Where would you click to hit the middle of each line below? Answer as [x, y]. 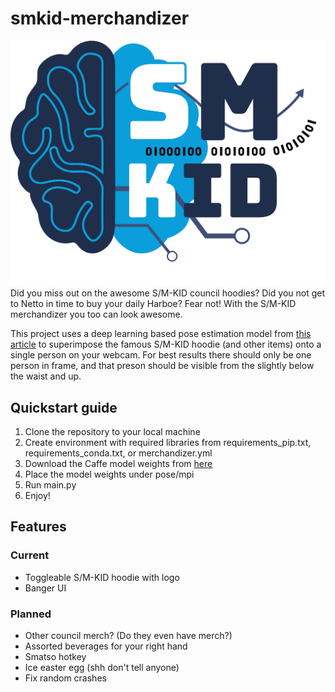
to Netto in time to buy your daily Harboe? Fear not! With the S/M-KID [153, 304]
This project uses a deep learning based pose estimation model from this [161, 334]
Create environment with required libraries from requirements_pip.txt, [168, 443]
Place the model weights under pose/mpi [109, 474]
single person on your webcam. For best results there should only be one [161, 355]
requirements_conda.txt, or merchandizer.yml [118, 453]
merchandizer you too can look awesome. [96, 314]
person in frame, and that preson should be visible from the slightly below [162, 366]
